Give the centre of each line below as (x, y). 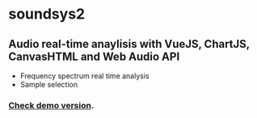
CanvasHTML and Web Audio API (94, 56)
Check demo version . (51, 105)
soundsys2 (47, 14)
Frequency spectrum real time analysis (84, 76)
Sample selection (49, 84)
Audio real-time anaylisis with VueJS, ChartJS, (129, 44)
